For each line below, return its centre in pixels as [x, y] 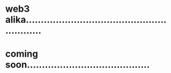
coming [22, 54]
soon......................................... [78, 65]
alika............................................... [86, 20]
